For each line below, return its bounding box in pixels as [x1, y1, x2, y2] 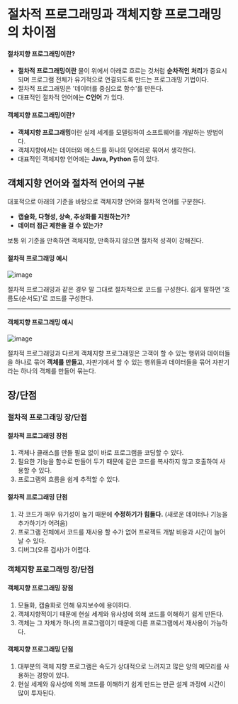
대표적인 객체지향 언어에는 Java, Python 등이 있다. [17, 154, 159, 163]
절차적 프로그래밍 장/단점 [7, 412, 87, 422]
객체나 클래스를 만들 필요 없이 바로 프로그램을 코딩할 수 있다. [17, 449, 184, 457]
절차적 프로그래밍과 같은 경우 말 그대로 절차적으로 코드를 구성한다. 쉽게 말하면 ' [7, 285, 225, 293]
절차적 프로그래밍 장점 [7, 431, 68, 440]
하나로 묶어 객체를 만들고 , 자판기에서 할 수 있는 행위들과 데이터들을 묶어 [14, 358, 211, 366]
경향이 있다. [36, 671, 69, 679]
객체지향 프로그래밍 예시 [7, 318, 74, 326]
